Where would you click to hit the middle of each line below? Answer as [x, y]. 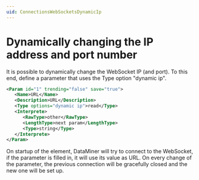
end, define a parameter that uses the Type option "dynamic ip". [86, 78]
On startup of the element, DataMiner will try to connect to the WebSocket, [100, 152]
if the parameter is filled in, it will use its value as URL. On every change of [99, 158]
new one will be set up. [35, 171]
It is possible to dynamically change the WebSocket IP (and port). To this [97, 72]
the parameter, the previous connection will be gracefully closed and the [97, 164]
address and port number [72, 55]
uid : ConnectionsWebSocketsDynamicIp [54, 12]
